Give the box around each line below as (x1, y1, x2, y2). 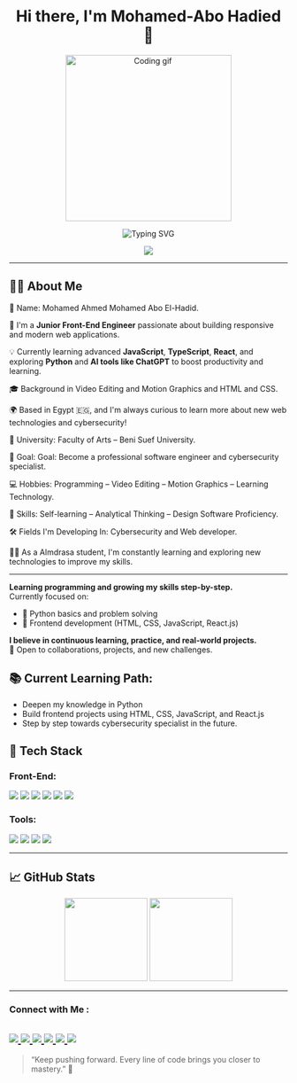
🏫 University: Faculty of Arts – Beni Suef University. (9, 434, 196, 445)
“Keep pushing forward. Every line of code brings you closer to (30, 1055, 261, 1065)
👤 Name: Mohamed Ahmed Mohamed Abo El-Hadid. (9, 302, 199, 313)
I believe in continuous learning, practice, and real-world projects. (9, 635, 257, 645)
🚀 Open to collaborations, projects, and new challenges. (9, 644, 213, 655)
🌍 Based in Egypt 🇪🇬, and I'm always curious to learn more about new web (9, 404, 287, 415)
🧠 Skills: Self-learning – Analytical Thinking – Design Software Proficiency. (9, 508, 278, 519)
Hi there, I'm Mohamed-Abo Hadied (16, 6, 281, 27)
